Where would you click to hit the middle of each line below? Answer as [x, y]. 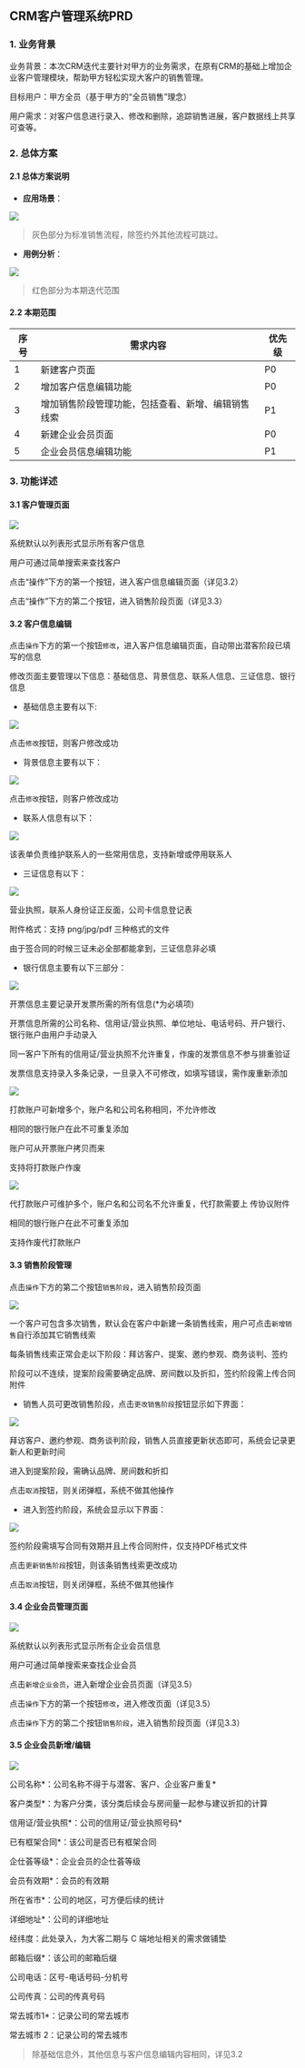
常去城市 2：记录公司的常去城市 [69, 2034]
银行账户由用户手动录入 [53, 1035]
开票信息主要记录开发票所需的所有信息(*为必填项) [102, 1004]
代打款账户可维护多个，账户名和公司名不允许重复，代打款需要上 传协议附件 [150, 1204]
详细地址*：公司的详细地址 [59, 1919]
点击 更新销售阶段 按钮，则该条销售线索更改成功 [93, 1565]
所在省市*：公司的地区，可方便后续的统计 [87, 1899]
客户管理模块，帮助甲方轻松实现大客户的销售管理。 [113, 77]
